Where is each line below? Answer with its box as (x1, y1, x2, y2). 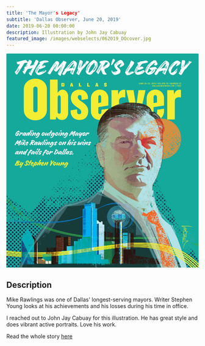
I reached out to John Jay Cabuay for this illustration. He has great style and (6, 314, 198, 322)
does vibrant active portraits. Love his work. (6, 321, 117, 328)
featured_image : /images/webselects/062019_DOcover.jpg (6, 36, 151, 42)
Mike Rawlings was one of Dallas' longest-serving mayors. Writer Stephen (6, 296, 193, 303)
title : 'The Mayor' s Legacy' (6, 10, 81, 16)
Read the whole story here (6, 333, 73, 340)
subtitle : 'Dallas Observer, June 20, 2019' (6, 16, 121, 23)
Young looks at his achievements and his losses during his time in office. (6, 303, 189, 310)
